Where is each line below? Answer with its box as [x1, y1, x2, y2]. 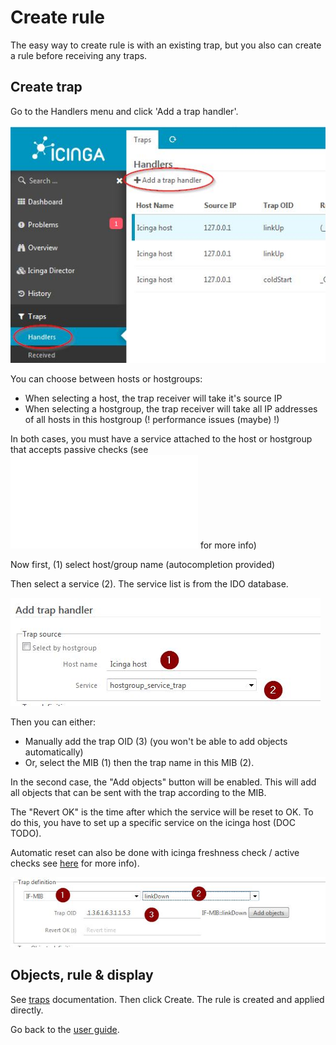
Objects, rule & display [10, 967, 154, 984]
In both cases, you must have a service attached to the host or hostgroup [10, 433, 313, 445]
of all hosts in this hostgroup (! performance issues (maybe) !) [24, 414, 280, 426]
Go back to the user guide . [10, 1023, 120, 1035]
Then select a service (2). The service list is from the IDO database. [10, 578, 289, 590]
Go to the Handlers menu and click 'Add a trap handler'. [10, 105, 239, 117]
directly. [10, 1004, 44, 1016]
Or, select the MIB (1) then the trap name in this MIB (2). [24, 757, 255, 769]
